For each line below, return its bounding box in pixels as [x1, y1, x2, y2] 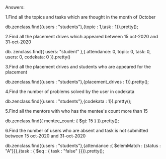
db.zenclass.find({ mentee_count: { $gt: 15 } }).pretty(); [5, 118, 119, 124]
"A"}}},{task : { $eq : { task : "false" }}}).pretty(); [5, 148, 104, 154]
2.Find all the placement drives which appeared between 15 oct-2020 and [5, 34, 158, 39]
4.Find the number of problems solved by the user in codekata [5, 89, 135, 95]
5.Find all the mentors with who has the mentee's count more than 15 [5, 108, 148, 114]
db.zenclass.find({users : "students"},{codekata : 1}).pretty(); [5, 98, 132, 104]
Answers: [5, 5, 25, 10]
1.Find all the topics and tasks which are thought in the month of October [5, 14, 156, 20]
